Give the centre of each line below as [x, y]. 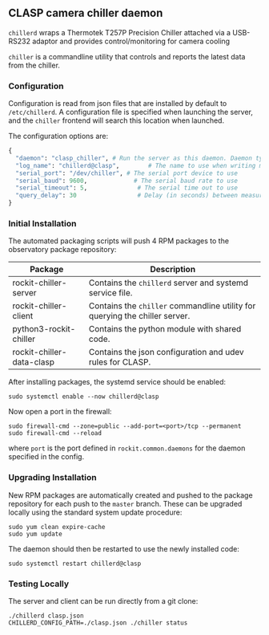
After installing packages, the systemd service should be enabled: [117, 382]
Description [173, 270]
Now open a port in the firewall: [60, 412]
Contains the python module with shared [165, 329]
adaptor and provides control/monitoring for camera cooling [131, 41]
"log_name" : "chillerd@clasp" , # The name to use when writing [136, 165]
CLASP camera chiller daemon [86, 13]
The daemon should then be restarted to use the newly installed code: [124, 548]
